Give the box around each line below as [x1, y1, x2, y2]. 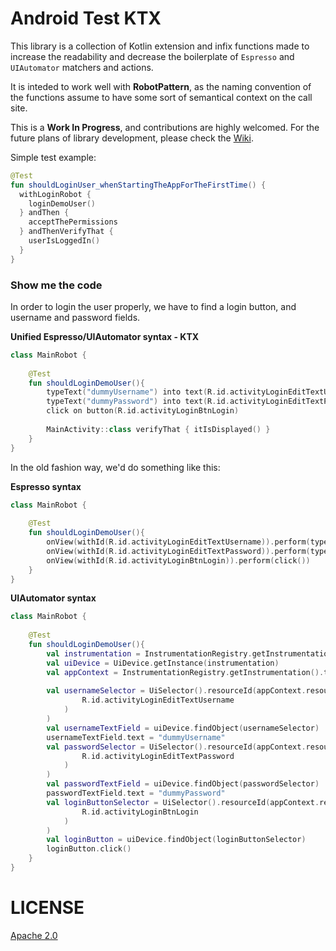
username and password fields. [10, 311, 141, 323]
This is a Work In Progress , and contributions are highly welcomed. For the [10, 121, 320, 133]
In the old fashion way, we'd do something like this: [10, 461, 221, 473]
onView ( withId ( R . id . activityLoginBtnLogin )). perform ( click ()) [46, 555, 311, 566]
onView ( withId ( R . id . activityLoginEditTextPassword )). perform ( [46, 546, 311, 556]
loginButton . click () [46, 844, 132, 854]
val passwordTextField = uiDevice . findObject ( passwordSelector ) [46, 779, 320, 789]
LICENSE [10, 897, 85, 919]
